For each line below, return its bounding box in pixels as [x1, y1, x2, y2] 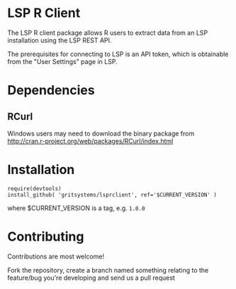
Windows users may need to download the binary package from [7, 129, 195, 138]
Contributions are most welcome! [7, 252, 105, 261]
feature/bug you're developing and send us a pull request [7, 273, 175, 282]
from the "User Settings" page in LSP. [7, 57, 118, 65]
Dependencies [7, 82, 95, 99]
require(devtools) [7, 185, 62, 192]
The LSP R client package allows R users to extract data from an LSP [7, 28, 208, 37]
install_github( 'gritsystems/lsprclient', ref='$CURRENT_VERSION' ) [7, 191, 218, 198]
